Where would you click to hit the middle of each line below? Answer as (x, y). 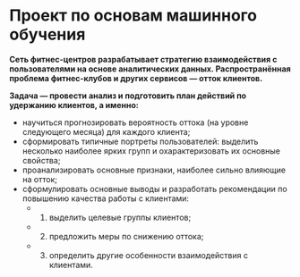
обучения (47, 34)
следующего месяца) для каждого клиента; (106, 131)
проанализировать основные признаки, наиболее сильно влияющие (154, 170)
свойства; (41, 160)
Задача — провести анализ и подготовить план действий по (128, 96)
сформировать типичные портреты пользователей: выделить (140, 141)
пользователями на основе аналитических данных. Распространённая (150, 69)
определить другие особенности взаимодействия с (149, 255)
